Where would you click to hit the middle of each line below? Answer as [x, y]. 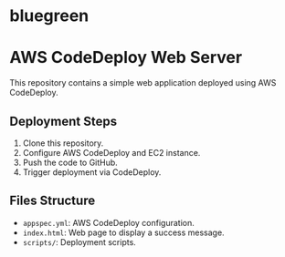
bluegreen [49, 16]
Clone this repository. [63, 143]
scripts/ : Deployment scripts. [79, 242]
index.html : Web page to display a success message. [124, 232]
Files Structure [53, 201]
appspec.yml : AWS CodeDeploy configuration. [108, 222]
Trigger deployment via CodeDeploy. [92, 172]
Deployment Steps [63, 121]
